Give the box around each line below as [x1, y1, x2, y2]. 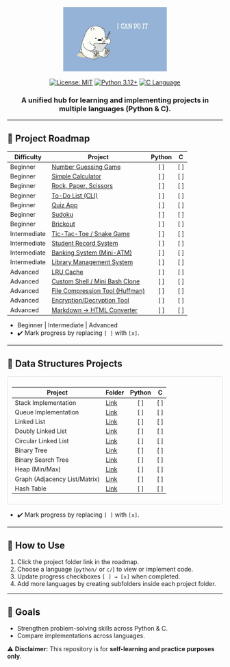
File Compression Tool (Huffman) [51, 287, 145, 295]
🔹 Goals [7, 606, 41, 618]
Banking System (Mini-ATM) [51, 248, 132, 257]
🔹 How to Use [7, 539, 65, 551]
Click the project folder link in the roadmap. [16, 558, 139, 566]
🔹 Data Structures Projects [7, 358, 123, 369]
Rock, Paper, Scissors [51, 182, 113, 190]
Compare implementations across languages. [16, 631, 145, 640]
